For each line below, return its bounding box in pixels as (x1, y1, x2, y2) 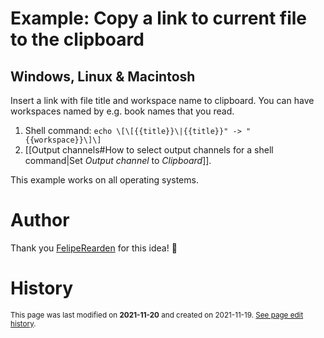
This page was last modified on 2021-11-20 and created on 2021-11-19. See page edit (10, 310, 304, 320)
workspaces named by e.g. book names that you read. (10, 105, 235, 117)
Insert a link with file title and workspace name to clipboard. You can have (10, 95, 315, 106)
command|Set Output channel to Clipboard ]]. (24, 155, 212, 166)
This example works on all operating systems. (10, 174, 199, 186)
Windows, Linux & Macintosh (10, 68, 196, 85)
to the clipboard (10, 28, 145, 51)
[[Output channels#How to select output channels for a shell (24, 144, 274, 156)
